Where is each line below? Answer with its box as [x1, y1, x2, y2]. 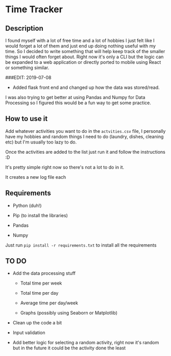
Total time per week [20, 280, 62, 287]
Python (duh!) [12, 202, 42, 208]
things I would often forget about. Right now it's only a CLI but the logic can [5, 54, 164, 60]
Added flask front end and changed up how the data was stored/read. [12, 84, 160, 90]
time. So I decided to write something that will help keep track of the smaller [5, 49, 165, 54]
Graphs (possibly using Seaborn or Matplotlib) [20, 310, 118, 316]
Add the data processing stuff [12, 270, 76, 276]
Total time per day [20, 290, 59, 296]
